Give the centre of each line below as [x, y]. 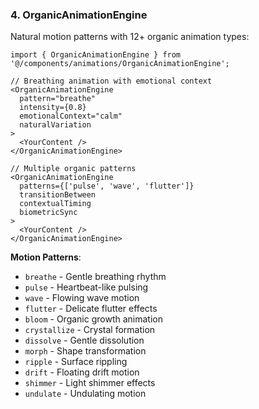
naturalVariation [55, 125]
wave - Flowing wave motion [82, 298]
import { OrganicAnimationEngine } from [96, 55]
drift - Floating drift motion [82, 372]
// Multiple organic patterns [73, 169]
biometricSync [48, 213]
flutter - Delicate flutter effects [91, 309]
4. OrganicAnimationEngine [79, 15]
